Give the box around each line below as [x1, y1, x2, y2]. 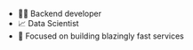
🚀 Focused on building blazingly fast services [17, 31, 185, 41]
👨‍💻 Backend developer [17, 9, 102, 18]
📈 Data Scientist [17, 18, 79, 28]
